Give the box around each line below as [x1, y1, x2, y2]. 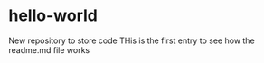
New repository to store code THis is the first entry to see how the [8, 35, 255, 46]
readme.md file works [8, 44, 90, 55]
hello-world [8, 5, 99, 26]
